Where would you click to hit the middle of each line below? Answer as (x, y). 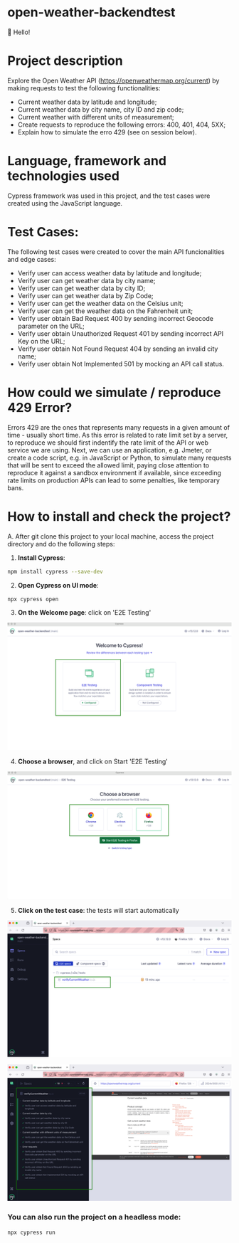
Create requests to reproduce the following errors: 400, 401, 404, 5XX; (122, 125)
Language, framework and (87, 161)
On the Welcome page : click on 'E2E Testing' (84, 613)
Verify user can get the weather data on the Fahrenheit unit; (105, 311)
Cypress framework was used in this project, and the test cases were (109, 196)
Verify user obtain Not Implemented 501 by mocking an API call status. (121, 364)
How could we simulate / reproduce (114, 392)
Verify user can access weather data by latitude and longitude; (110, 273)
